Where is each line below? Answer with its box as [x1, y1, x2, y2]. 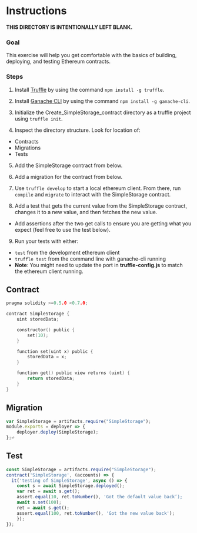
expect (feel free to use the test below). [14, 226, 111, 233]
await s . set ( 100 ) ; [16, 499, 62, 505]
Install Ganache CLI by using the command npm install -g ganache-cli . [14, 97, 190, 104]
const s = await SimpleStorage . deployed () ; [16, 483, 125, 489]
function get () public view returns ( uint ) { [16, 370, 131, 376]
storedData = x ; [27, 354, 67, 360]
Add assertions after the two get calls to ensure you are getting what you [14, 219, 192, 227]
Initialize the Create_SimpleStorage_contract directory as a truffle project [14, 109, 191, 116]
